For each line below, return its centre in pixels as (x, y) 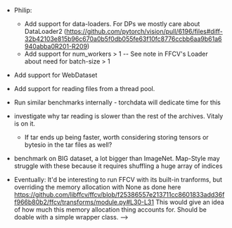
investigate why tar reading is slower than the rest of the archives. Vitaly (118, 116)
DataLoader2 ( (45, 31)
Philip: (23, 10)
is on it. (25, 124)
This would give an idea (190, 202)
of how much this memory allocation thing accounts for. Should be (110, 210)
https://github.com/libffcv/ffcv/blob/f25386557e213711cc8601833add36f (119, 194)
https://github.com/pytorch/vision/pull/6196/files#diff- (144, 31)
